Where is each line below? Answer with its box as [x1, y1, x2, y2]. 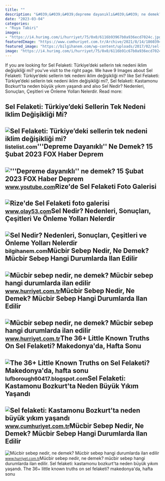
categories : [5, 21, 29, 26]
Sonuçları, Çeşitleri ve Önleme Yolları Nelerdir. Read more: [5, 88, 123, 94]
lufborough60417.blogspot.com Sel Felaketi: [5, 374, 126, 382]
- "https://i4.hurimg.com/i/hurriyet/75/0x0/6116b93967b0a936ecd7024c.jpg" [5, 35, 164, 40]
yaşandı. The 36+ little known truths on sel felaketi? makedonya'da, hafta [5, 466, 153, 472]
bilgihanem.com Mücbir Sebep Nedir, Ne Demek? [5, 247, 149, 255]
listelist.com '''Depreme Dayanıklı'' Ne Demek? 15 [5, 143, 153, 151]
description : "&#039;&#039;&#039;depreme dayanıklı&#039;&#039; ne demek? [5, 12, 162, 17]
